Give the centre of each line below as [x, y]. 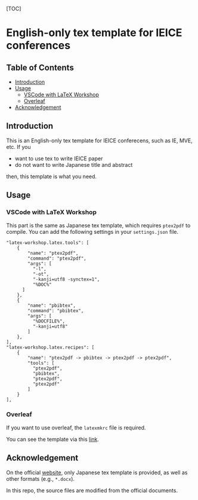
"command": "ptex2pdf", [57, 258]
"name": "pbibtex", [52, 305]
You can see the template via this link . [53, 439]
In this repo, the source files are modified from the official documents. [92, 490]
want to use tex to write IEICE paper [59, 158]
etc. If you [18, 147]
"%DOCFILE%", [49, 321]
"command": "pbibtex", [56, 310]
